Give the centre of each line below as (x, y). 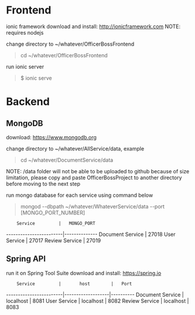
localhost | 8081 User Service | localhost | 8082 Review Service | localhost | (97, 301)
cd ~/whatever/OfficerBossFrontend (64, 55)
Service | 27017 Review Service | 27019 (54, 240)
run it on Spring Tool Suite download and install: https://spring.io (84, 273)
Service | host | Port (74, 284)
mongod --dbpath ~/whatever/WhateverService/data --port (93, 206)
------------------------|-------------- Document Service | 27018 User (91, 234)
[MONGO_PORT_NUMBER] (53, 213)
